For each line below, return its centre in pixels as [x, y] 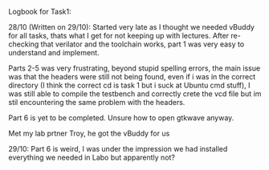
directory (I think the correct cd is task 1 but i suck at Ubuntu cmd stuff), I [129, 85]
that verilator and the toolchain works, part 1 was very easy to [143, 44]
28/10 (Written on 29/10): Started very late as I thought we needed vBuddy [132, 27]
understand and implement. [54, 53]
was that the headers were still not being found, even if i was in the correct [132, 77]
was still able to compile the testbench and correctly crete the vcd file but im [135, 94]
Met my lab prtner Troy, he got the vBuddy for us [89, 133]
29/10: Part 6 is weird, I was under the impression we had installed [118, 149]
